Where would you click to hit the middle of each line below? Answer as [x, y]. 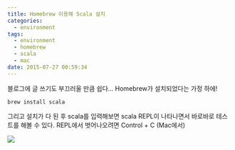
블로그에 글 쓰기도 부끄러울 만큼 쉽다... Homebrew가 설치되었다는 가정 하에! [113, 88]
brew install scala [36, 102]
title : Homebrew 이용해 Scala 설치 [56, 14]
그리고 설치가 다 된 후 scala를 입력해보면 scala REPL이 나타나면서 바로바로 [111, 116]
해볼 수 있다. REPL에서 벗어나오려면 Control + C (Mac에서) [103, 125]
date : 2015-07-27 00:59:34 [47, 67]
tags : [15, 34]
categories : [25, 21]
